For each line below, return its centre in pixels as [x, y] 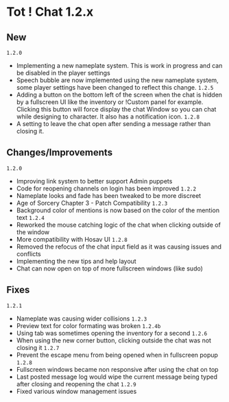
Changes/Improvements [60, 152]
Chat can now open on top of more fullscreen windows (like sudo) [110, 268]
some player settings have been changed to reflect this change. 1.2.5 [115, 87]
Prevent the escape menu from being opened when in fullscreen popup [117, 355]
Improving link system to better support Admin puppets [94, 181]
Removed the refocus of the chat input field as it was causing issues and [119, 247]
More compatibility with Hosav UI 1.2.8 [72, 239]
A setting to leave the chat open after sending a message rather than [113, 124]
